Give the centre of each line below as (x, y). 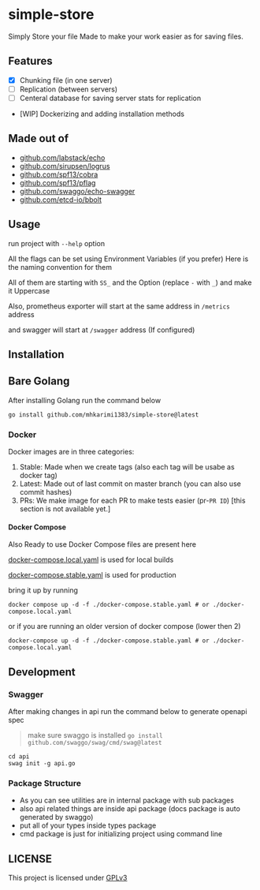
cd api (19, 756)
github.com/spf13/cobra (59, 174)
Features (30, 61)
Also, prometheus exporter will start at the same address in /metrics (119, 306)
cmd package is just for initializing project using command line (121, 834)
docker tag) (38, 476)
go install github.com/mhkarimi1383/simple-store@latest (104, 415)
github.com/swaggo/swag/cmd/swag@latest (95, 742)
